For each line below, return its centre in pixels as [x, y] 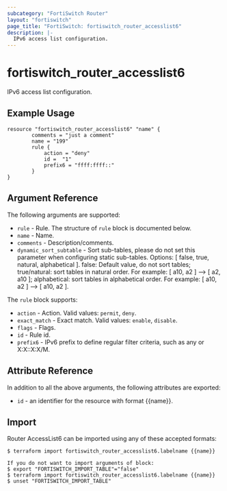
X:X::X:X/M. [33, 349]
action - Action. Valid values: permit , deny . [77, 313]
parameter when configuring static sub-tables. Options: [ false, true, [113, 257]
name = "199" [50, 141]
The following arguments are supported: [64, 215]
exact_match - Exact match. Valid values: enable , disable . [97, 320]
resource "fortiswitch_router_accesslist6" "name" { [84, 129]
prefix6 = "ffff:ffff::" [79, 165]
